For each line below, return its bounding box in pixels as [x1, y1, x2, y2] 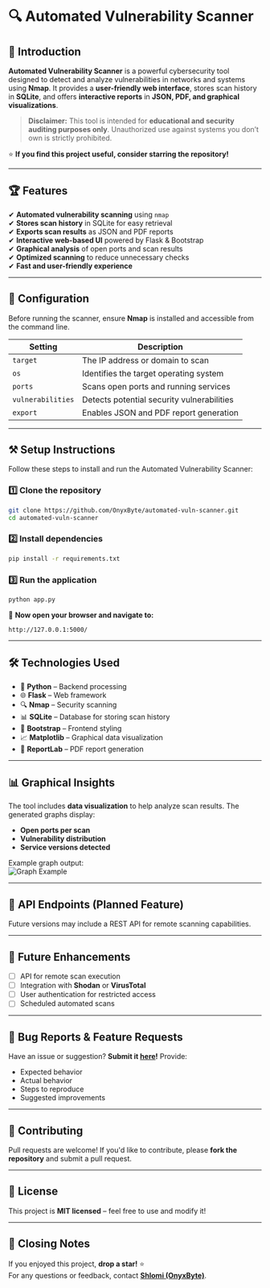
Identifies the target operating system [81, 368, 224, 379]
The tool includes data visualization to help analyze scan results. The [8, 801, 239, 811]
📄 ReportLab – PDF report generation [19, 744, 144, 754]
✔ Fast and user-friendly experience [8, 260, 133, 271]
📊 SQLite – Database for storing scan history [19, 712, 170, 721]
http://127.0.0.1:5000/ [8, 625, 88, 634]
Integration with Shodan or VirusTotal [19, 981, 146, 991]
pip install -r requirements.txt [8, 555, 121, 563]
